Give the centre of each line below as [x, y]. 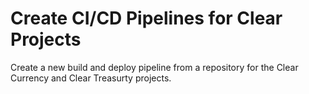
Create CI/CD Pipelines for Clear [146, 18]
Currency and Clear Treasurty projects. [91, 78]
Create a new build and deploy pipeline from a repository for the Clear [154, 67]
